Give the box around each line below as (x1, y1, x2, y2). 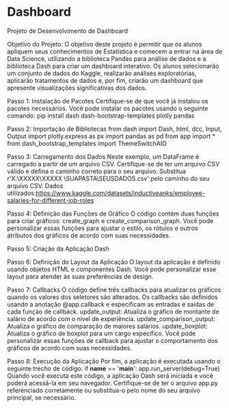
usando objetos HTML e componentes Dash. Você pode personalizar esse (7, 265, 217, 273)
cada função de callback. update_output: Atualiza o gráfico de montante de (7, 307, 220, 316)
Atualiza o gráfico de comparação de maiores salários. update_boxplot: (7, 322, 208, 330)
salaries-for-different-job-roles (7, 196, 94, 204)
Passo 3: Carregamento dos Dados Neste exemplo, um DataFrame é (7, 152, 200, 161)
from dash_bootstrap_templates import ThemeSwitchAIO (7, 139, 167, 147)
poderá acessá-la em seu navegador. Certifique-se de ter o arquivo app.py (7, 379, 219, 387)
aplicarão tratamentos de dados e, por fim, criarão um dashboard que (7, 76, 204, 84)
